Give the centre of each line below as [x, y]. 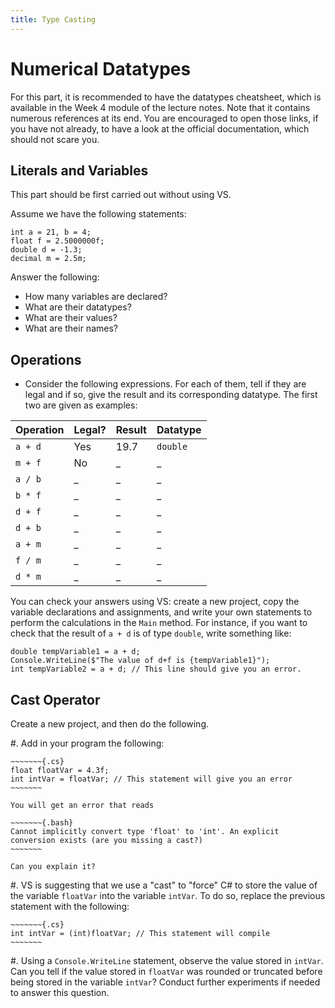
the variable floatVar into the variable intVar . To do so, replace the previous [168, 895]
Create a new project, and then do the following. [110, 724]
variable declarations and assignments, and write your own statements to [161, 612]
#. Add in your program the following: [87, 743]
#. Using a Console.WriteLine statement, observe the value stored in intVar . [167, 960]
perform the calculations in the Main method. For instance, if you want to [159, 623]
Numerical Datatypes [101, 68]
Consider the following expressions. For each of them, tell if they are [165, 384]
